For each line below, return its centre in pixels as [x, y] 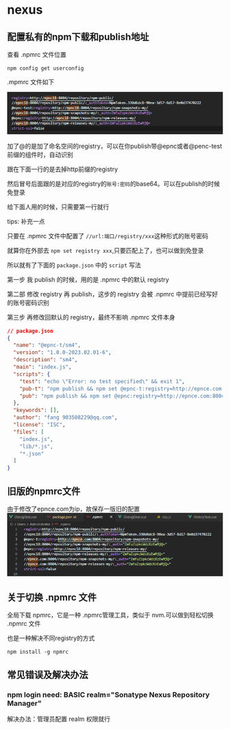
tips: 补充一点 [26, 221]
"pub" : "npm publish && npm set [65, 396]
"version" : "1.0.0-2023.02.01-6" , [62, 353]
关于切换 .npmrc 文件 [52, 597]
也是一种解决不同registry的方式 [51, 638]
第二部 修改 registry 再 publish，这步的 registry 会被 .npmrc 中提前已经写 [110, 294]
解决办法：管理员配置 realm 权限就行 [59, 719]
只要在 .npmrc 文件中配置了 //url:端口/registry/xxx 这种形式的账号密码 [108, 235]
